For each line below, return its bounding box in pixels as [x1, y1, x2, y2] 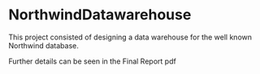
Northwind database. [8, 40, 80, 50]
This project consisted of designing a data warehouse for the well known [8, 32, 253, 42]
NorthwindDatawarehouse [8, 6, 192, 24]
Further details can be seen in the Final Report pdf [8, 56, 176, 66]
